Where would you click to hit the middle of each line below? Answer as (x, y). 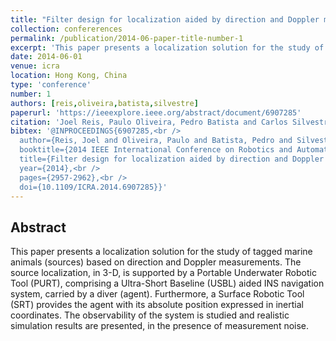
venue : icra (35, 66)
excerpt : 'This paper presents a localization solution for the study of (167, 47)
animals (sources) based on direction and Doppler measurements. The (156, 262)
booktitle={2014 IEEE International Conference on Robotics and (156, 150)
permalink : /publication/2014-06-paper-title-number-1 (127, 38)
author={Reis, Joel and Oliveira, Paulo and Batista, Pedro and (156, 141)
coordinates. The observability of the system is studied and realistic (150, 315)
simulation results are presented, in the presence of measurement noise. (160, 326)
